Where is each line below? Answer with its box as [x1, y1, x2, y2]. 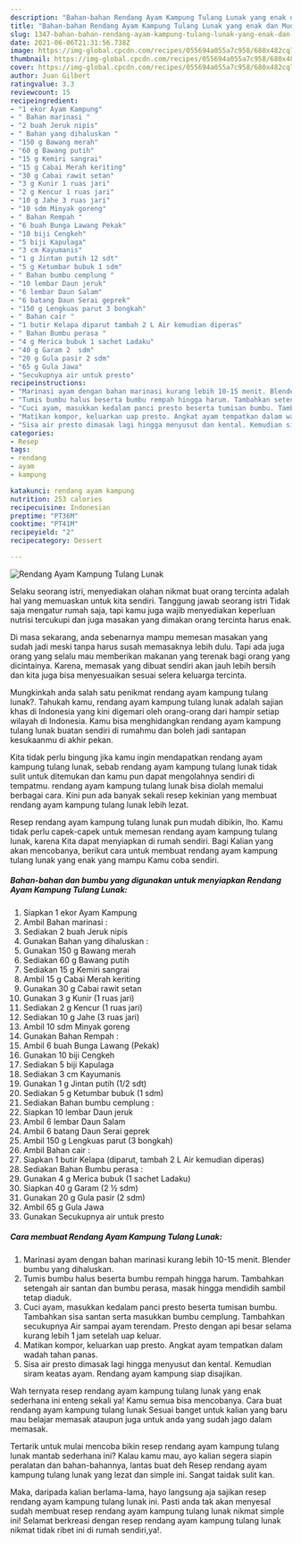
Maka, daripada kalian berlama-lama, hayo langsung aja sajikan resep [10, 1486, 267, 1498]
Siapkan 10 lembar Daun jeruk [22, 1106, 133, 1118]
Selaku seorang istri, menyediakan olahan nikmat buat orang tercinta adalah [10, 586, 289, 596]
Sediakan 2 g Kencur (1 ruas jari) [22, 1002, 143, 1013]
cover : [10, 63, 35, 72]
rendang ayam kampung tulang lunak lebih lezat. [10, 799, 189, 810]
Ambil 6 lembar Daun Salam [22, 1116, 126, 1126]
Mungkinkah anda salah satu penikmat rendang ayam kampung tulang [10, 687, 269, 697]
